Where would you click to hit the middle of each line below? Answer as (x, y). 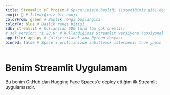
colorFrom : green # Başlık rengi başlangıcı (53, 19)
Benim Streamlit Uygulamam (66, 67)
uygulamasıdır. (20, 87)
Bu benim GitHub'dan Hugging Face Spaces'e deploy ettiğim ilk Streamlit (81, 82)
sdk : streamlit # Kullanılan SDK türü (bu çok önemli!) (65, 29)
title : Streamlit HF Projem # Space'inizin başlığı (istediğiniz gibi (81, 10)
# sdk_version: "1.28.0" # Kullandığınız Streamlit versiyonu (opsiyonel (85, 33)
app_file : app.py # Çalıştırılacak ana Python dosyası (64, 38)
